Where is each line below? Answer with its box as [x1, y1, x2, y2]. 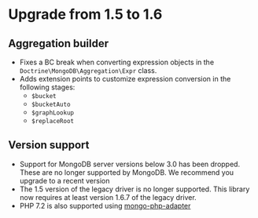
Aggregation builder [8, 37, 109, 50]
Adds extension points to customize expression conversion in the [19, 74, 231, 83]
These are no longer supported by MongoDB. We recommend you [19, 167, 234, 177]
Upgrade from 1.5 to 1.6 [8, 5, 163, 24]
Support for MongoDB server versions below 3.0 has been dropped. [19, 159, 241, 169]
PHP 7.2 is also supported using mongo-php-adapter [19, 201, 191, 210]
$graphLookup [31, 109, 75, 117]
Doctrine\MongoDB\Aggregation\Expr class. [19, 66, 157, 75]
